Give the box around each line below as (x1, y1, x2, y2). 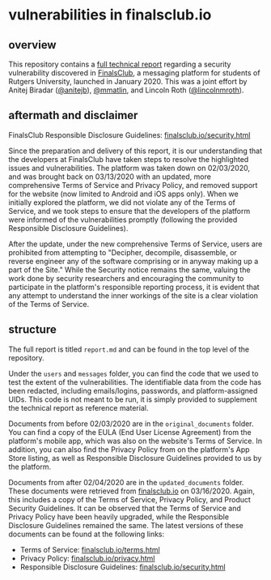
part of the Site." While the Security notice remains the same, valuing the (8, 265, 251, 275)
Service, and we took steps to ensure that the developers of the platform (8, 206, 251, 215)
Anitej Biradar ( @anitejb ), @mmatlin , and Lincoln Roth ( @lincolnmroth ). (8, 85, 244, 95)
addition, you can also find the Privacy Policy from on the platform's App (8, 444, 250, 454)
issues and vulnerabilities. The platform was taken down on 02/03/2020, (8, 163, 251, 173)
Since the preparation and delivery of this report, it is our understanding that (8, 146, 263, 156)
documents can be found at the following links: (8, 529, 165, 539)
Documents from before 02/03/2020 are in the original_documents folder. (8, 419, 254, 429)
